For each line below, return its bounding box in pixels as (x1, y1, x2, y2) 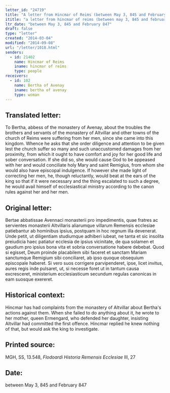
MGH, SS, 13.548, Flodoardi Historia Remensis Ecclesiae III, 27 (5, 354, 136, 360)
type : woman (14, 92, 39, 97)
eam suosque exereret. (5, 277, 54, 282)
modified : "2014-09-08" (5, 41, 56, 46)
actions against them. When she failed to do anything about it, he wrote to (5, 309, 159, 316)
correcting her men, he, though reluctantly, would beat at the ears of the (5, 173, 156, 179)
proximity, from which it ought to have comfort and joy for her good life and (5, 151, 162, 158)
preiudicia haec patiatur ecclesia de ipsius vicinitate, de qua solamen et (5, 239, 154, 245)
